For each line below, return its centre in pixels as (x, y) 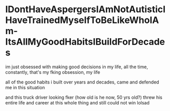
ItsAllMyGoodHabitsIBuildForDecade (85, 42)
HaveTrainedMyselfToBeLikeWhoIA (82, 20)
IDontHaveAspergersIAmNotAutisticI (86, 9)
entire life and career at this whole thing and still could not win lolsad (77, 102)
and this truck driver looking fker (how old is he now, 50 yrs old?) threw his (84, 97)
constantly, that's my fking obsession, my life (53, 72)
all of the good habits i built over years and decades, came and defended (82, 82)
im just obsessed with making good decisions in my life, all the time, (77, 67)
